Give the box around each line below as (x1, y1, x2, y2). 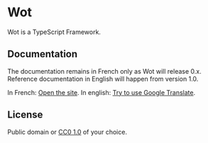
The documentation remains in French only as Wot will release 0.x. (7, 67, 202, 75)
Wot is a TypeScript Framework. (7, 28, 102, 36)
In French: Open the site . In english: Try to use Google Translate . (7, 88, 196, 96)
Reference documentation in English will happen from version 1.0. (7, 74, 199, 83)
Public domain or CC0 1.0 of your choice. (7, 127, 128, 136)
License (7, 109, 43, 121)
